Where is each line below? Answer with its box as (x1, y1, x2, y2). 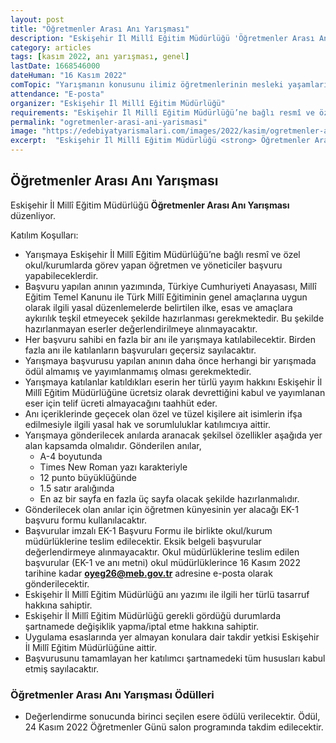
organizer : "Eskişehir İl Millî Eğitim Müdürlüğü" (10, 98, 226, 108)
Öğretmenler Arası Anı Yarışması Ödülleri (10, 687, 215, 701)
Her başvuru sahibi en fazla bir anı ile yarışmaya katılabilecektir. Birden (24, 333, 317, 345)
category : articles (10, 42, 92, 53)
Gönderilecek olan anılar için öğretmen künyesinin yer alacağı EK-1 (24, 503, 299, 515)
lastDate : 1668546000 (10, 61, 101, 71)
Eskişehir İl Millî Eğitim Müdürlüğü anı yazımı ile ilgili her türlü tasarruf (24, 588, 310, 600)
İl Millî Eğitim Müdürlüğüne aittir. (24, 641, 157, 653)
